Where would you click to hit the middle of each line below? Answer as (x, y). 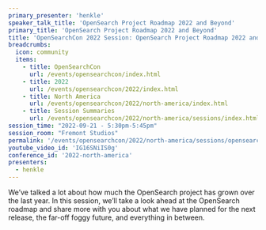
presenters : (28, 163)
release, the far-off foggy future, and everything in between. (106, 217)
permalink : (26, 140)
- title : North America (62, 96)
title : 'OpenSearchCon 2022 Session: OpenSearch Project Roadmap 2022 (127, 38)
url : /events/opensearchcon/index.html (95, 74)
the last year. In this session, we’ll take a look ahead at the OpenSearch (124, 201)
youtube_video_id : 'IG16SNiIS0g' (63, 148)
